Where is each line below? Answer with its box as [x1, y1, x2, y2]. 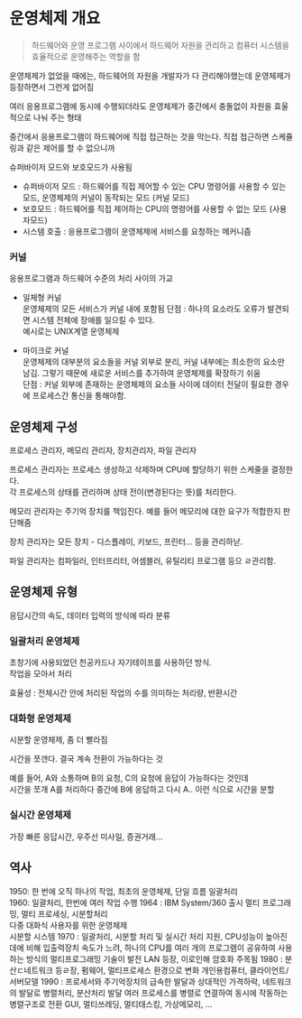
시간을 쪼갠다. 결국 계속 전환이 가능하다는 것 [9, 754, 164, 764]
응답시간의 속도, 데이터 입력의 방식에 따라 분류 [9, 610, 171, 621]
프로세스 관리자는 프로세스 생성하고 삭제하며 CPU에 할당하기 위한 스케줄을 [9, 464, 270, 475]
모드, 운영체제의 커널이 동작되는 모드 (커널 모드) [22, 191, 190, 203]
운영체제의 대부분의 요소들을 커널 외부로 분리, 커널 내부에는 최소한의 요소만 [22, 356, 286, 367]
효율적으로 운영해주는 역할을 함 [31, 51, 141, 61]
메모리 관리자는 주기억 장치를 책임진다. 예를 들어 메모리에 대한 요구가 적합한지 [9, 506, 281, 517]
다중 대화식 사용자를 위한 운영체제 [9, 920, 128, 930]
